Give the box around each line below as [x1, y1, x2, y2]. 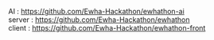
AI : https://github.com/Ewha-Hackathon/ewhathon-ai [8, 7, 185, 16]
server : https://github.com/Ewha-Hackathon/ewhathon [8, 15, 190, 24]
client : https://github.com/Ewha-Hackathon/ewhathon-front [8, 24, 206, 32]
